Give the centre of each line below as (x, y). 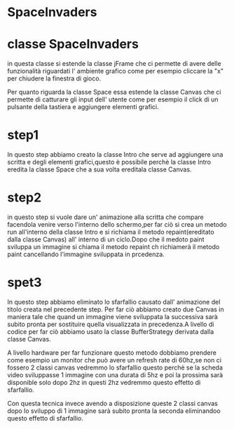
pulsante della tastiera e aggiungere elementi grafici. (83, 107)
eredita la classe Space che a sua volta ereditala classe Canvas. (99, 169)
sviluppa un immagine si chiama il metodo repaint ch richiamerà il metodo (113, 247)
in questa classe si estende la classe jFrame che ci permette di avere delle (115, 64)
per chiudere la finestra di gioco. (54, 78)
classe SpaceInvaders (73, 44)
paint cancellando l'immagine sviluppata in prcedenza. (86, 254)
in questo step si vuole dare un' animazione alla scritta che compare (106, 217)
